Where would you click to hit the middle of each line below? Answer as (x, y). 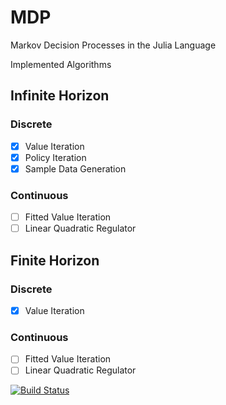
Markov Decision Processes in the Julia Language (113, 45)
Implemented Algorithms (61, 64)
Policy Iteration (55, 157)
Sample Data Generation (75, 168)
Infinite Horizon (60, 96)
